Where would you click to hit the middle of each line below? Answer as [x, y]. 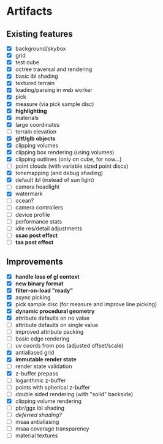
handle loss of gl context [47, 276]
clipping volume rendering [48, 401]
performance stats [39, 221]
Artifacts [29, 11]
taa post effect [34, 242]
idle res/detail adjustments [49, 228]
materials [27, 118]
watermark [29, 194]
